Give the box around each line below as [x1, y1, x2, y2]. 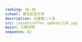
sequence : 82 [5, 29, 32, 34]
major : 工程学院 [5, 25, 35, 30]
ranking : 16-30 [5, 7, 36, 12]
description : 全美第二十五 [5, 16, 56, 21]
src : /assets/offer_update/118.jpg [5, 20, 78, 26]
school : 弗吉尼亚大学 [5, 12, 45, 16]
